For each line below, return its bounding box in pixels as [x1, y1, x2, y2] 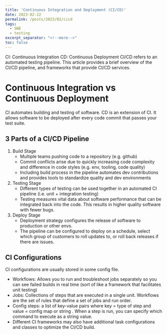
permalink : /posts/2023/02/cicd [5, 17, 72, 22]
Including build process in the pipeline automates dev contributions [19, 169, 158, 175]
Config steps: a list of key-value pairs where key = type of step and [12, 303, 151, 309]
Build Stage [12, 148, 36, 154]
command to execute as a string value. [12, 313, 92, 319]
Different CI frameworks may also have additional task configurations [12, 319, 155, 325]
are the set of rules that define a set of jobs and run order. [12, 297, 132, 304]
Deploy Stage [12, 212, 41, 218]
